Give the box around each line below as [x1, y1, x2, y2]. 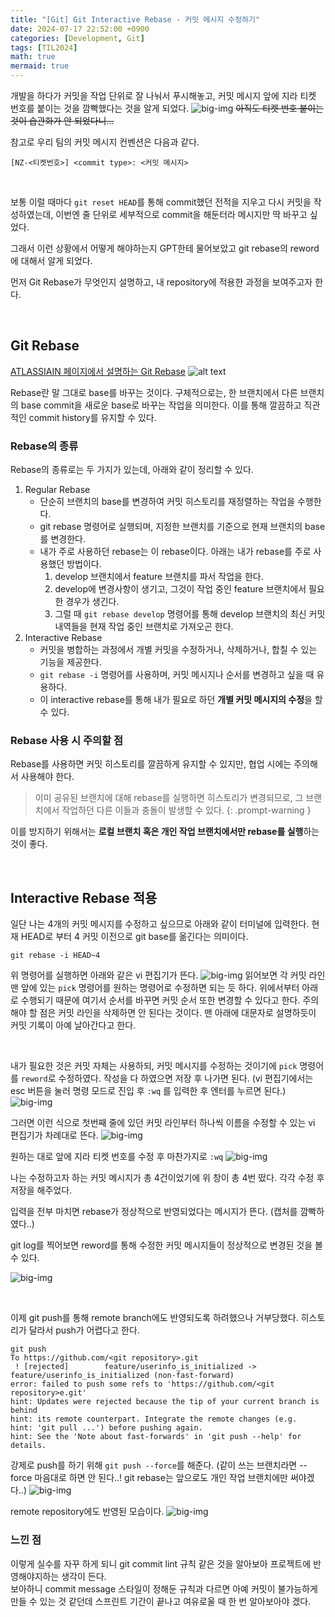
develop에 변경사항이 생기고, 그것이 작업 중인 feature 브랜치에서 [54, 583, 307, 595]
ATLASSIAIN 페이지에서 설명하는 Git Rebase [10, 365, 186, 377]
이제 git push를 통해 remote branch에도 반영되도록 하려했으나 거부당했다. [10, 1312, 299, 1324]
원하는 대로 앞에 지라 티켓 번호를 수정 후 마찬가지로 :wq [10, 1151, 224, 1163]
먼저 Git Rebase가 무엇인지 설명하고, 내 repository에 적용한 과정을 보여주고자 [10, 276, 313, 288]
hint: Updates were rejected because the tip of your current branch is [10, 1397, 320, 1407]
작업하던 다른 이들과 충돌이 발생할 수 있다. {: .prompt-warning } [61, 804, 312, 816]
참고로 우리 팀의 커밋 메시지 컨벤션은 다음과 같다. [10, 136, 200, 148]
